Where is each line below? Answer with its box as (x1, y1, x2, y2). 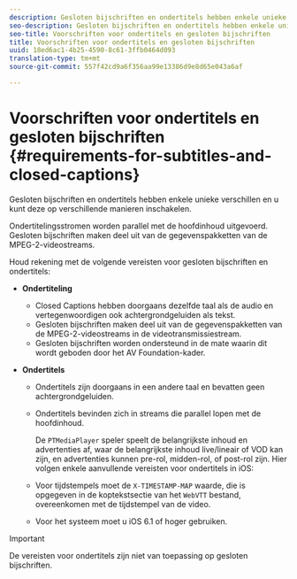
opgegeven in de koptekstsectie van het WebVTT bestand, (34, 489, 241, 500)
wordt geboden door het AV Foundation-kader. (34, 347, 206, 358)
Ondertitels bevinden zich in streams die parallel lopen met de (34, 408, 262, 419)
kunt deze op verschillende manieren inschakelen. (9, 203, 192, 213)
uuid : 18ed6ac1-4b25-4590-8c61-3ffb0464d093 (9, 46, 176, 55)
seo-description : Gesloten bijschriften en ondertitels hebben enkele (9, 21, 275, 30)
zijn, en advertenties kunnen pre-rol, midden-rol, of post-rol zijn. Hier (34, 453, 287, 464)
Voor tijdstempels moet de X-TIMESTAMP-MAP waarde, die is (34, 480, 246, 490)
